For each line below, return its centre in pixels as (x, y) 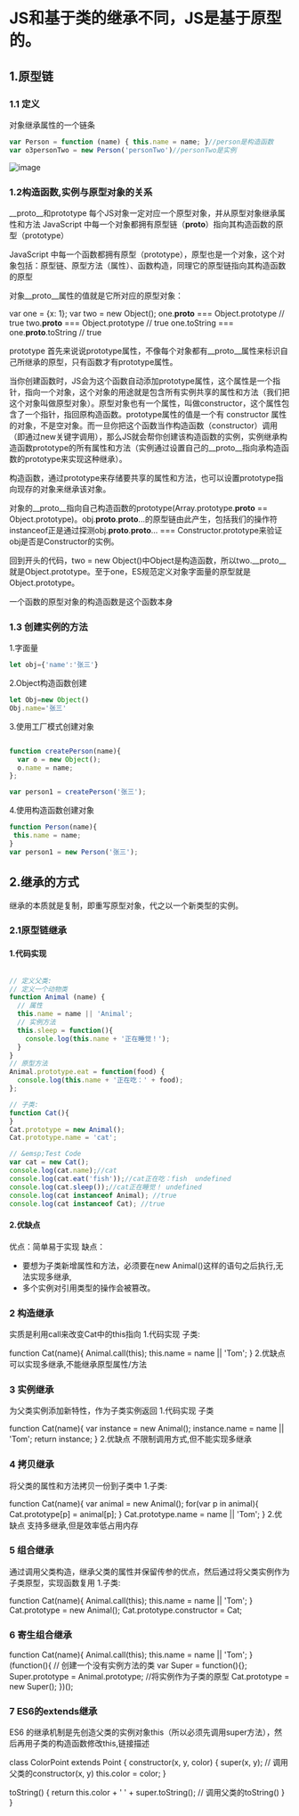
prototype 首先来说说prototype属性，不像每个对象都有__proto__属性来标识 (145, 351)
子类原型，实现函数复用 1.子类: (65, 1582)
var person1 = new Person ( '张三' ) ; (74, 852)
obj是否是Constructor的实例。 (64, 541)
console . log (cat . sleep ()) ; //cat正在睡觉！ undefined (105, 1187)
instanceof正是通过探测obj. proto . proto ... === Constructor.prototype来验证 (146, 530)
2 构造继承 (32, 1313)
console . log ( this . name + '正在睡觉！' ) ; (98, 1039)
